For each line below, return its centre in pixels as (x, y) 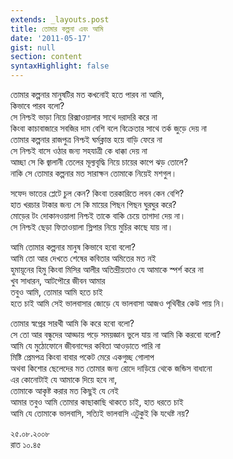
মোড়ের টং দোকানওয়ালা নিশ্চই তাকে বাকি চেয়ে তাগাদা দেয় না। (98, 215)
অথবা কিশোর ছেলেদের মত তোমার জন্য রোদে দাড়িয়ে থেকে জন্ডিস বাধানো (111, 368)
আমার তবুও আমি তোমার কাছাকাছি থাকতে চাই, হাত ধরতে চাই (97, 402)
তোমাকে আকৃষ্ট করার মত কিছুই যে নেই (64, 390)
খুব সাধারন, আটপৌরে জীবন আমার (58, 280)
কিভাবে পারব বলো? (37, 105)
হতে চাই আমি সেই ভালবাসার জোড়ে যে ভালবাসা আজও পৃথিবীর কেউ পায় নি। (118, 303)
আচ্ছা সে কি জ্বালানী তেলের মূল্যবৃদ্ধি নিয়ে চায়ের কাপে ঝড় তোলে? (99, 162)
